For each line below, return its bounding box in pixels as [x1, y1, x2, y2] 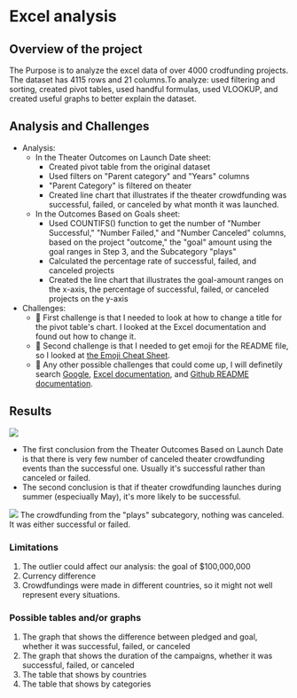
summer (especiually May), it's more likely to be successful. [21, 490, 241, 502]
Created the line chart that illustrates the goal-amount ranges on [48, 274, 284, 285]
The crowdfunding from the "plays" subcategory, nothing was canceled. [20, 509, 285, 520]
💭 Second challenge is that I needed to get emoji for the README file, [35, 340, 289, 351]
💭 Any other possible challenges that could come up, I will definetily [35, 359, 284, 370]
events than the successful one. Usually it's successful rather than [21, 463, 266, 474]
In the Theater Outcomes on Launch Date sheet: [35, 152, 211, 162]
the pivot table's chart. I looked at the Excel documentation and [35, 321, 267, 332]
